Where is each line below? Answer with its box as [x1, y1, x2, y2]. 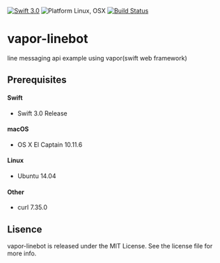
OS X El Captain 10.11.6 [17, 140, 83, 149]
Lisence [7, 223, 42, 235]
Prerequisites [7, 74, 67, 86]
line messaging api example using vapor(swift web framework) [7, 54, 187, 62]
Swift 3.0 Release [17, 109, 68, 118]
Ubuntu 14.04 [17, 171, 56, 180]
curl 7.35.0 [17, 203, 47, 212]
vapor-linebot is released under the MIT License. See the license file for [7, 241, 213, 250]
